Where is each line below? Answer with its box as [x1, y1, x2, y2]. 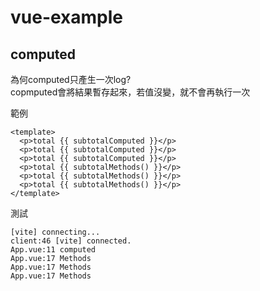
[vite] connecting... [10, 227, 101, 237]
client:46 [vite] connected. [10, 236, 132, 246]
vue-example [10, 6, 124, 29]
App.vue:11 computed [10, 245, 97, 255]
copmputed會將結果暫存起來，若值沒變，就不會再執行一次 [10, 86, 251, 98]
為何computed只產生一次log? [10, 74, 132, 85]
